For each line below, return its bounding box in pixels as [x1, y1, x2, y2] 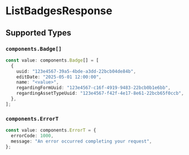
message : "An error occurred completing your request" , [11, 138, 152, 144]
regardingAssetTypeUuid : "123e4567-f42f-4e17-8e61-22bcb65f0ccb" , [16, 91, 184, 96]
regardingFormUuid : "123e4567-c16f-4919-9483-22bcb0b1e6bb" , [16, 85, 171, 91]
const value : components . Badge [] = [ [5, 57, 99, 63]
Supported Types [5, 28, 72, 38]
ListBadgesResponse [5, 4, 112, 18]
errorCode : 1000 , [11, 133, 54, 138]
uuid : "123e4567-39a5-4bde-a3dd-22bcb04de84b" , [16, 68, 136, 75]
